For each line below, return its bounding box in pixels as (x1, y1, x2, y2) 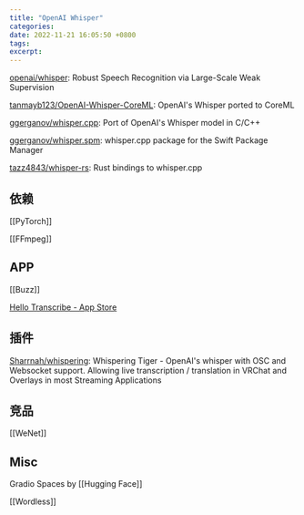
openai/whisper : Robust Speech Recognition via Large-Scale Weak (9, 72, 261, 83)
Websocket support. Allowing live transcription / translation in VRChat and (9, 365, 287, 376)
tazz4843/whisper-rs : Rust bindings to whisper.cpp (9, 162, 203, 173)
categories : (9, 22, 55, 31)
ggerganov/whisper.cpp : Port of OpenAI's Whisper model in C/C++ (9, 118, 261, 129)
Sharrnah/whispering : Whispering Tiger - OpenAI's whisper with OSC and (9, 355, 287, 366)
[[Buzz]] (9, 283, 41, 294)
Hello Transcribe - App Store (9, 302, 117, 313)
